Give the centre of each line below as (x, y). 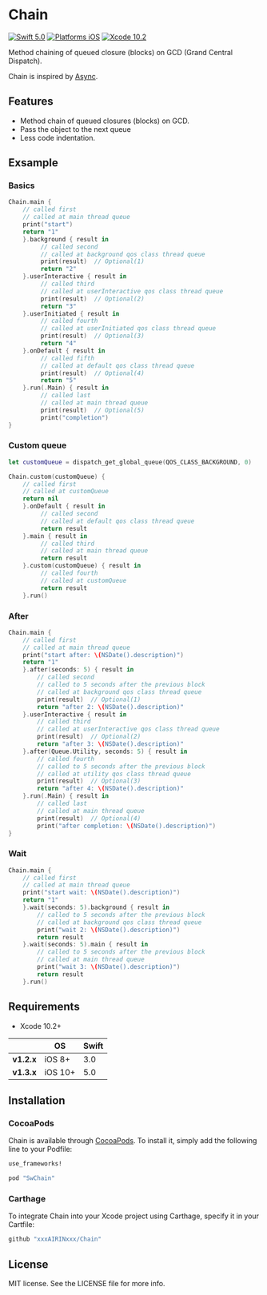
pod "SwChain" (32, 1178)
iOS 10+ (60, 1072)
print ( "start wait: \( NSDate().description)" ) (102, 893)
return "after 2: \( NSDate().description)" (110, 707)
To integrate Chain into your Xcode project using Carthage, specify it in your (134, 1216)
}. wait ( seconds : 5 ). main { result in (86, 945)
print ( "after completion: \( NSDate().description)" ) (127, 826)
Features (31, 102)
